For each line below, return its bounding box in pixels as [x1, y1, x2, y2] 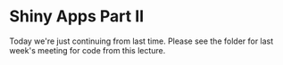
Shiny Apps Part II [9, 6, 145, 27]
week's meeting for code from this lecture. [9, 45, 166, 55]
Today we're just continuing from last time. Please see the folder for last [9, 36, 274, 46]
